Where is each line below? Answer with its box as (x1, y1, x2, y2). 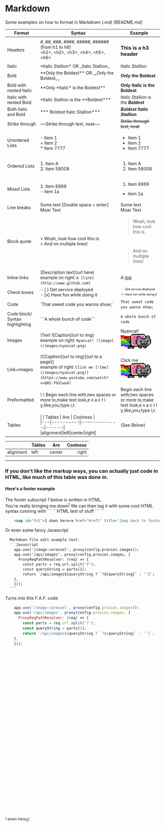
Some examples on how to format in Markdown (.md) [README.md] (5, 19, 142, 25)
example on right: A (40, 274, 79, 280)
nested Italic (7, 87, 32, 93)
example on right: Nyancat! (40, 337, 94, 343)
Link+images (7, 367, 33, 373)
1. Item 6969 (40, 183, 67, 189)
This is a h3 (120, 44, 149, 51)
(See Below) (120, 422, 146, 428)
